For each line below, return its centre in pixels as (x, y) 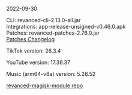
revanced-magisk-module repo (45, 85)
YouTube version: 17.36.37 (38, 62)
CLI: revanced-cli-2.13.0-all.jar (43, 20)
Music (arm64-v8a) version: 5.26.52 (51, 74)
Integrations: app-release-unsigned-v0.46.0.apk (66, 27)
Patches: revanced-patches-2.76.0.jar (53, 33)
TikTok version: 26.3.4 (34, 51)
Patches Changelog (31, 39)
